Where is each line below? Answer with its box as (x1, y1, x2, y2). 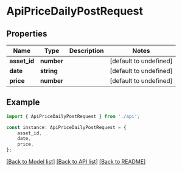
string (40, 67, 58, 75)
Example (6, 97, 40, 108)
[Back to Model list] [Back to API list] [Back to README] (6, 158, 146, 166)
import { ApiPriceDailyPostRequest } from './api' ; (6, 113, 140, 119)
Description (69, 47, 104, 55)
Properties (6, 29, 47, 39)
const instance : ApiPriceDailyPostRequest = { (6, 124, 127, 130)
